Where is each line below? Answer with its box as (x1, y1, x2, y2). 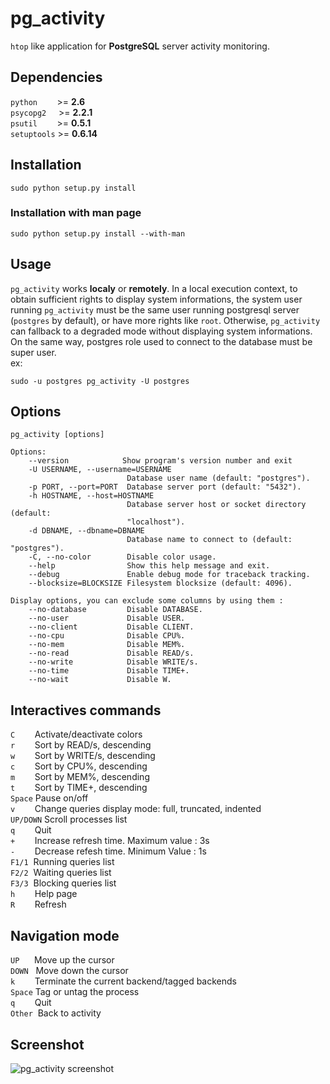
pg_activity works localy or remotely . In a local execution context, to (10, 282, 298, 294)
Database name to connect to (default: (126, 535, 293, 545)
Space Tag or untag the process (10, 986, 140, 998)
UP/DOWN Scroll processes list (10, 813, 128, 826)
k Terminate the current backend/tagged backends (10, 975, 237, 987)
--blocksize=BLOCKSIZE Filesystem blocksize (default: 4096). (28, 578, 293, 589)
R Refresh (10, 898, 67, 911)
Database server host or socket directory (126, 500, 307, 510)
